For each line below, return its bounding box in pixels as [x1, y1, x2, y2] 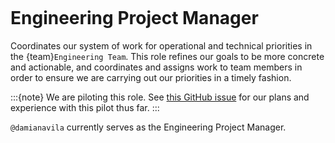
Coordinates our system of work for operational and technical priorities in [10, 39, 313, 52]
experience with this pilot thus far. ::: [10, 101, 160, 113]
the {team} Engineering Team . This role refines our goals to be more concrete [10, 50, 325, 62]
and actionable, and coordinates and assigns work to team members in [10, 61, 303, 73]
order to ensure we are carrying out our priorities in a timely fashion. [10, 71, 292, 83]
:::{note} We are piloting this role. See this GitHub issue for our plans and [10, 91, 310, 103]
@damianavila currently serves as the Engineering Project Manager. [10, 121, 287, 133]
